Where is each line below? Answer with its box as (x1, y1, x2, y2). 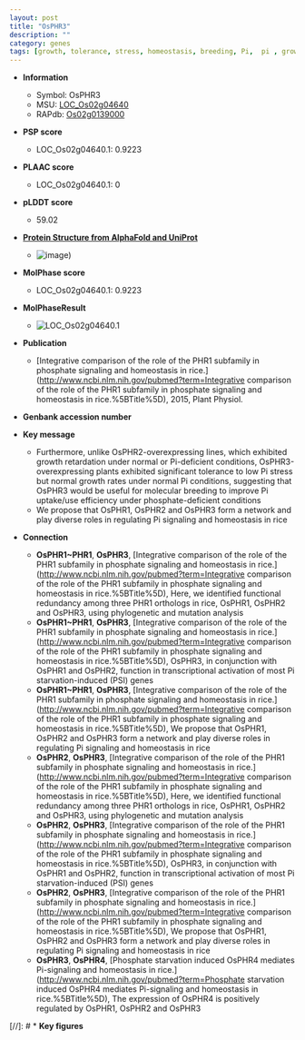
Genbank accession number (22, 411, 132, 422)
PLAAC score (22, 162, 74, 173)
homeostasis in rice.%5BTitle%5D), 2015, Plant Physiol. (35, 394, 243, 405)
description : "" (9, 30, 71, 39)
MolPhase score (22, 267, 85, 278)
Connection (22, 532, 68, 543)
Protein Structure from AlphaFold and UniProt (22, 233, 198, 243)
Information (22, 72, 69, 83)
